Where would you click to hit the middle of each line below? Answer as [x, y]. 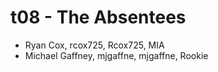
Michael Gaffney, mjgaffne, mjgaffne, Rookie [116, 55]
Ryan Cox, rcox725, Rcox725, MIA [94, 45]
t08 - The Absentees [98, 17]
